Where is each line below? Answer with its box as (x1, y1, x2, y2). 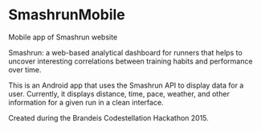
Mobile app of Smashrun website (8, 32, 118, 42)
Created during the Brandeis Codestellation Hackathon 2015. (8, 113, 209, 122)
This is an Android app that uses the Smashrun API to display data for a (8, 80, 244, 90)
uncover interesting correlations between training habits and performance (8, 56, 253, 66)
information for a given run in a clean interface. (8, 97, 164, 107)
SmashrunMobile (8, 6, 126, 24)
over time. (8, 64, 42, 74)
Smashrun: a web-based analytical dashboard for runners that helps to (8, 47, 243, 57)
